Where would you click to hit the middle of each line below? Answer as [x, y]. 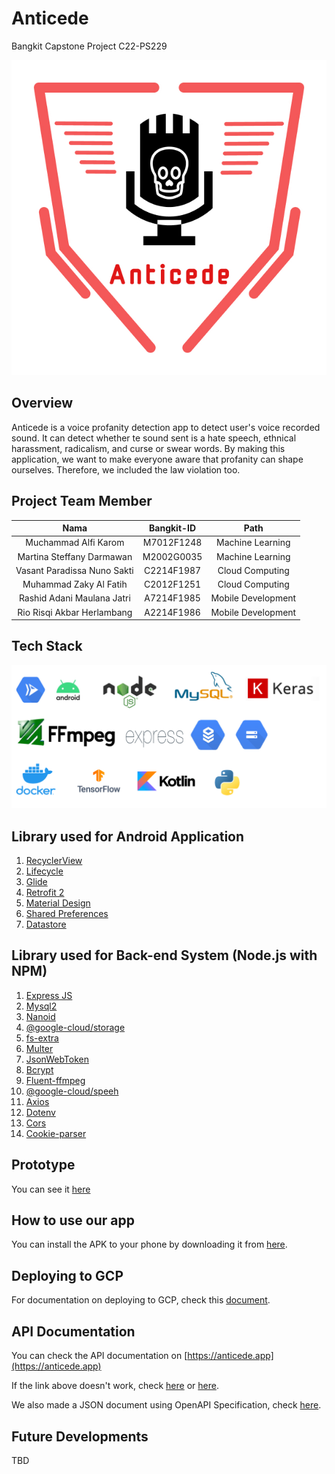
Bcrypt [39, 1069]
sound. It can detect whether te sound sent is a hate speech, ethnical [154, 438]
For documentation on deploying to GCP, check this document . [141, 1300]
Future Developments [80, 1436]
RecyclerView [54, 861]
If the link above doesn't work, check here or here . [115, 1386]
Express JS [49, 995]
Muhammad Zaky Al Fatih [75, 584]
